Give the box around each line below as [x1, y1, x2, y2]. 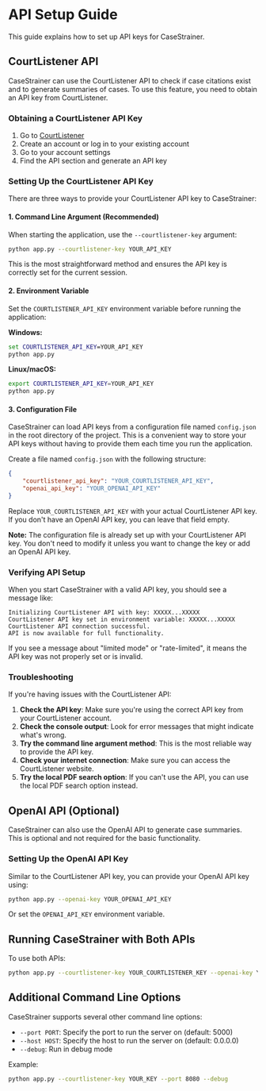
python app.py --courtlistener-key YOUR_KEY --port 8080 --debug [8, 1074, 228, 1083]
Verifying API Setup [8, 566, 85, 577]
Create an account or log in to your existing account [19, 139, 190, 148]
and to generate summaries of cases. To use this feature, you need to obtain [8, 84, 257, 94]
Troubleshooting [8, 672, 74, 683]
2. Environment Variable [8, 286, 89, 295]
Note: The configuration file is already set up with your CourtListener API [8, 530, 247, 539]
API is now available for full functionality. [8, 630, 165, 638]
